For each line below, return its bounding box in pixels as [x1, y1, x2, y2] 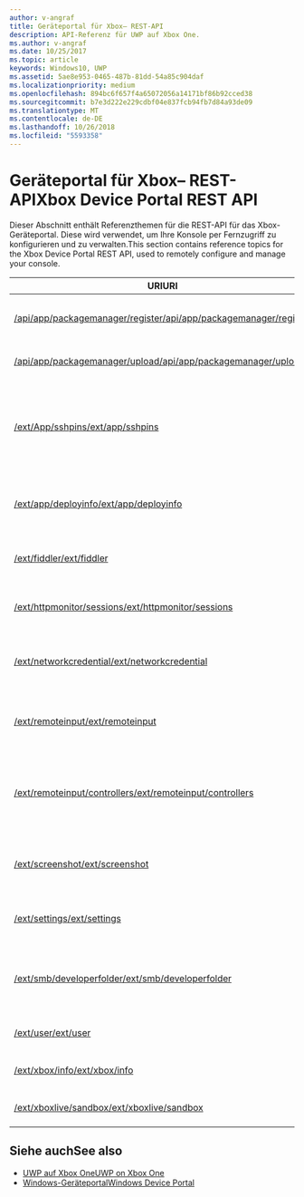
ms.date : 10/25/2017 [9, 47, 88, 56]
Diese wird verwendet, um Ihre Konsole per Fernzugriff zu [60, 228, 277, 240]
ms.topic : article [9, 55, 79, 64]
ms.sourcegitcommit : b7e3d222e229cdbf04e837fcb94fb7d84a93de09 [9, 97, 253, 107]
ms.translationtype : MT [9, 106, 100, 115]
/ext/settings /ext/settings [14, 912, 122, 924]
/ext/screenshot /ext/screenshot [14, 857, 149, 870]
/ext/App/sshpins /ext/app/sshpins [14, 420, 159, 433]
